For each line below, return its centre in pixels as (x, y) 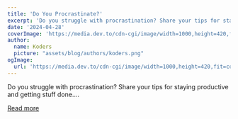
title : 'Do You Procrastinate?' (55, 14)
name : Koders (33, 47)
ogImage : (20, 60)
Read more (23, 108)
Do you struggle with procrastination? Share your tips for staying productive (118, 86)
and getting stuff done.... (44, 94)
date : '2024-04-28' (36, 27)
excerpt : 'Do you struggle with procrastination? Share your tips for (114, 21)
